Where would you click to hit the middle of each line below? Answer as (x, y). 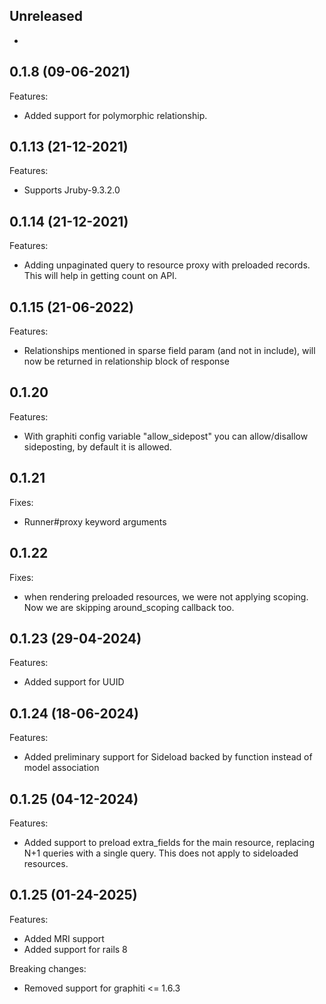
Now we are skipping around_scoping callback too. (129, 607)
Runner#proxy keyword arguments (95, 521)
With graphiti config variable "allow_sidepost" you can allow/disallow (166, 436)
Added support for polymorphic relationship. (115, 115)
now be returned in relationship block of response (126, 361)
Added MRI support (64, 938)
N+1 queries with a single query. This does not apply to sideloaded (161, 853)
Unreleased (46, 16)
